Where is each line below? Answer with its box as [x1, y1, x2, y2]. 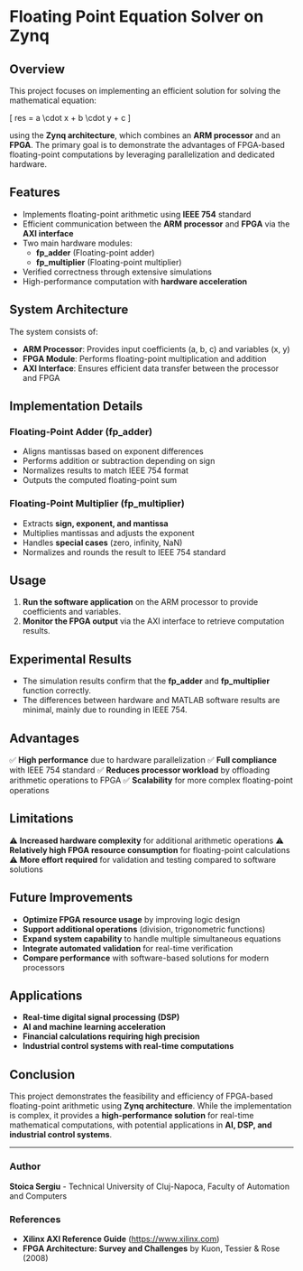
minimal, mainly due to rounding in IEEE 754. [22, 704, 188, 715]
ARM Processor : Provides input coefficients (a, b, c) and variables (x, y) [22, 343, 290, 354]
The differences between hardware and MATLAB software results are [22, 695, 280, 706]
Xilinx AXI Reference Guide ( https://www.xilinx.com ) [22, 1233, 220, 1244]
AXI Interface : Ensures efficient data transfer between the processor [22, 363, 280, 374]
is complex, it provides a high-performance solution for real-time [9, 1110, 254, 1121]
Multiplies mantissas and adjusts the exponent [22, 527, 196, 538]
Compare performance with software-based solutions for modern [22, 952, 270, 963]
